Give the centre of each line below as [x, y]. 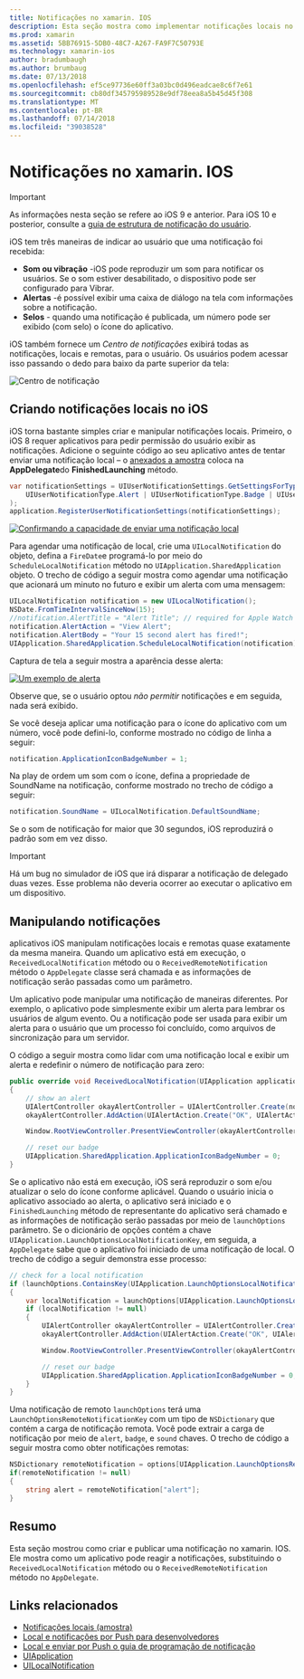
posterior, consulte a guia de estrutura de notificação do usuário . [130, 224]
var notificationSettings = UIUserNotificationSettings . [119, 486]
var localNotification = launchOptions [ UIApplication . [131, 1301]
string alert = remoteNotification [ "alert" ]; [113, 1490]
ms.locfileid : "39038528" [58, 128]
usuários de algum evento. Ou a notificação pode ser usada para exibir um [148, 1018]
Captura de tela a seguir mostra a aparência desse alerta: [116, 661]
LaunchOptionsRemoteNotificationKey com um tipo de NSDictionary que [142, 1419]
